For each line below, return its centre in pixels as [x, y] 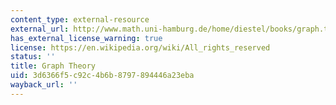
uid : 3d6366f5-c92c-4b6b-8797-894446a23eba [102, 76]
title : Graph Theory [53, 66]
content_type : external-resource [80, 19]
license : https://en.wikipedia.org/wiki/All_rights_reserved [140, 47]
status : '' [33, 57]
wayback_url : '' [44, 85]
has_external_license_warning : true [86, 38]
